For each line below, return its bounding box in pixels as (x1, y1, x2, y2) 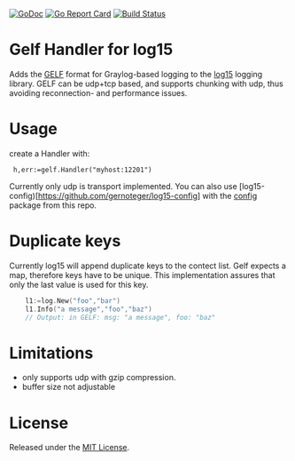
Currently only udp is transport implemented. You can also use (9, 180, 237, 191)
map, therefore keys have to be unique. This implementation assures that (9, 269, 276, 280)
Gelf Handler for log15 (9, 40, 174, 60)
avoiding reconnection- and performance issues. (9, 87, 188, 98)
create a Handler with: (9, 147, 90, 159)
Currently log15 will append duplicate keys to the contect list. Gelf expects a (9, 260, 286, 271)
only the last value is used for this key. (9, 279, 149, 290)
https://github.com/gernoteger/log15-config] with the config (38, 190, 258, 201)
